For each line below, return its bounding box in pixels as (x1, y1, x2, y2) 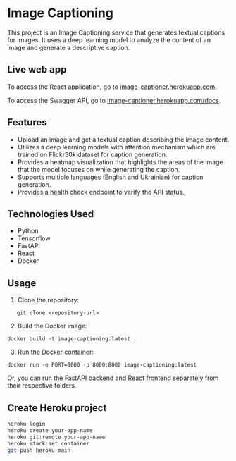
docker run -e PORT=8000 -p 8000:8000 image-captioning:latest (7, 362, 197, 369)
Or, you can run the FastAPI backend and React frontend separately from (7, 374, 219, 382)
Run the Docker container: (17, 348, 94, 357)
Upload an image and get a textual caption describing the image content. (17, 135, 230, 144)
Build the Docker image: (17, 322, 88, 331)
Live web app (7, 63, 67, 75)
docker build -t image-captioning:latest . (7, 336, 137, 343)
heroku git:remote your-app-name (7, 434, 106, 441)
